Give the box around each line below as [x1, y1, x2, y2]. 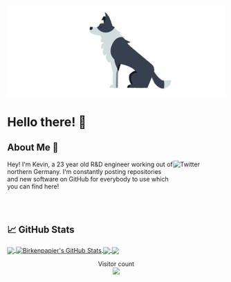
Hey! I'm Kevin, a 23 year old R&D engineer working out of [7, 160, 173, 168]
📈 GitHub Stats [7, 224, 75, 236]
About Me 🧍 [7, 141, 59, 154]
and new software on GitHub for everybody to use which [7, 175, 169, 183]
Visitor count [98, 260, 135, 268]
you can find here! [7, 182, 59, 191]
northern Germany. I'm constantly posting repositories [7, 167, 162, 175]
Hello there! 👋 [7, 114, 86, 130]
